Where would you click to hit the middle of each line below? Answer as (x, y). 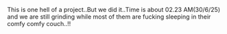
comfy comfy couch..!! (39, 24)
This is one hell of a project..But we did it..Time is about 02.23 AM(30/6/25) (114, 10)
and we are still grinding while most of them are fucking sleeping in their (109, 17)
